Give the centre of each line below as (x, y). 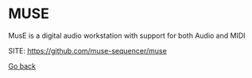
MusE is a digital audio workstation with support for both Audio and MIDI (127, 35)
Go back (22, 66)
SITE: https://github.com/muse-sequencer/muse (87, 50)
